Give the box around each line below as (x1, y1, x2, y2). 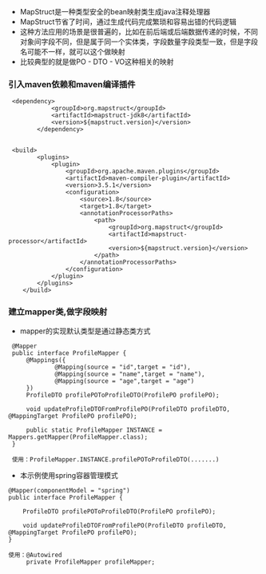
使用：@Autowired (8, 551, 62, 559)
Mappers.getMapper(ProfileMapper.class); (8, 432, 149, 441)
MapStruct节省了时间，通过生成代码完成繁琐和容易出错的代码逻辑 (19, 17, 237, 26)
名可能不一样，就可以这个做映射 (19, 47, 125, 56)
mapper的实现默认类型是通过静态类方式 (19, 326, 151, 336)
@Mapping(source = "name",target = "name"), (54, 370, 205, 378)
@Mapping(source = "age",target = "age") (54, 377, 195, 385)
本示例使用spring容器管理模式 (19, 470, 118, 480)
